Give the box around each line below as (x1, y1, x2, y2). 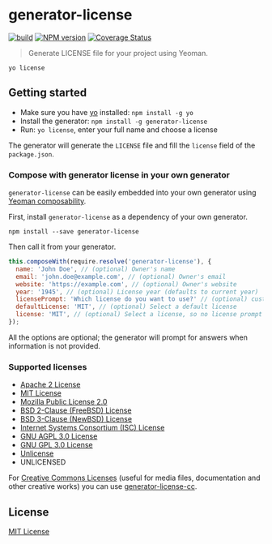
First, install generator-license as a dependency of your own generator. (8, 212, 249, 222)
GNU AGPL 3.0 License (19, 431, 98, 441)
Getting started (8, 86, 87, 100)
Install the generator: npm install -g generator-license (19, 116, 208, 126)
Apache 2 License (19, 379, 81, 390)
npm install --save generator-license (8, 228, 139, 236)
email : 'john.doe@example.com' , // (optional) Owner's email (15, 272, 227, 281)
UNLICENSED (19, 457, 66, 467)
